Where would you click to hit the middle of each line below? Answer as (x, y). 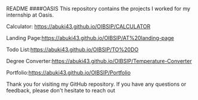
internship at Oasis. (30, 15)
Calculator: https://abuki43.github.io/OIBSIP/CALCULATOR (78, 26)
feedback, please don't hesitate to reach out (61, 90)
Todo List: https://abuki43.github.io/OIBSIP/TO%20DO (72, 49)
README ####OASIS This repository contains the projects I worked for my (98, 9)
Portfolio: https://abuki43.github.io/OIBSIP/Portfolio (68, 73)
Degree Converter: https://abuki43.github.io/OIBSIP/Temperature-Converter (99, 61)
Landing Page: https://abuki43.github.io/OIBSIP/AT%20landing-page (90, 38)
